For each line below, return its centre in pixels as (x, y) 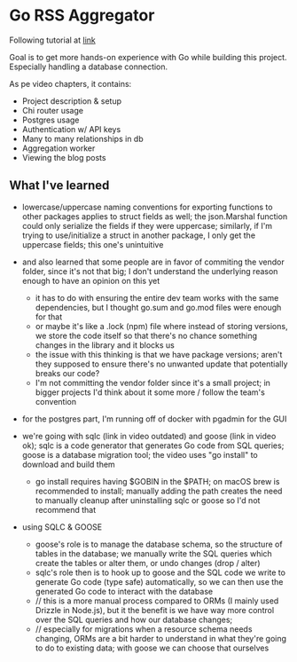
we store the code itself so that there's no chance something (146, 335)
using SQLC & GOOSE (62, 527)
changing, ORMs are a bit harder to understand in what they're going (160, 638)
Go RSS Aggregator (82, 16)
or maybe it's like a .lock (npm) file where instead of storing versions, (161, 326)
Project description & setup (72, 101)
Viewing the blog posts (64, 157)
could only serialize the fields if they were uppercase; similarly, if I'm (147, 225)
